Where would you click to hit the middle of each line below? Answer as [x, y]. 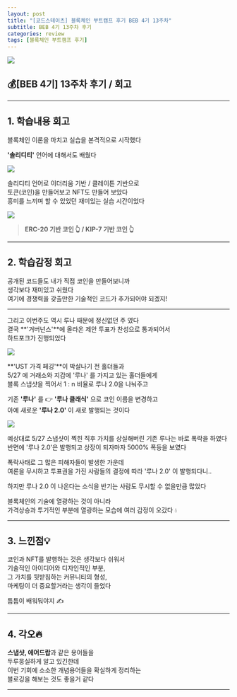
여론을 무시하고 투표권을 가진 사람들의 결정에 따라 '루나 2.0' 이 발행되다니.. [110, 471]
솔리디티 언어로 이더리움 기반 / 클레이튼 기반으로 [73, 183]
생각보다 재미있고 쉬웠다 [41, 289]
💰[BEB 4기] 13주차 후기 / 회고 [69, 84]
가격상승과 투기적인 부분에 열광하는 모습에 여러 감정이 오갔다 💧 [92, 509]
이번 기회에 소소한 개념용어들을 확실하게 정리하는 [74, 670]
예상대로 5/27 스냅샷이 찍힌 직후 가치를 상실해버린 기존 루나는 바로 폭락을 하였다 [117, 438]
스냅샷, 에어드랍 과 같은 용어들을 [50, 652]
